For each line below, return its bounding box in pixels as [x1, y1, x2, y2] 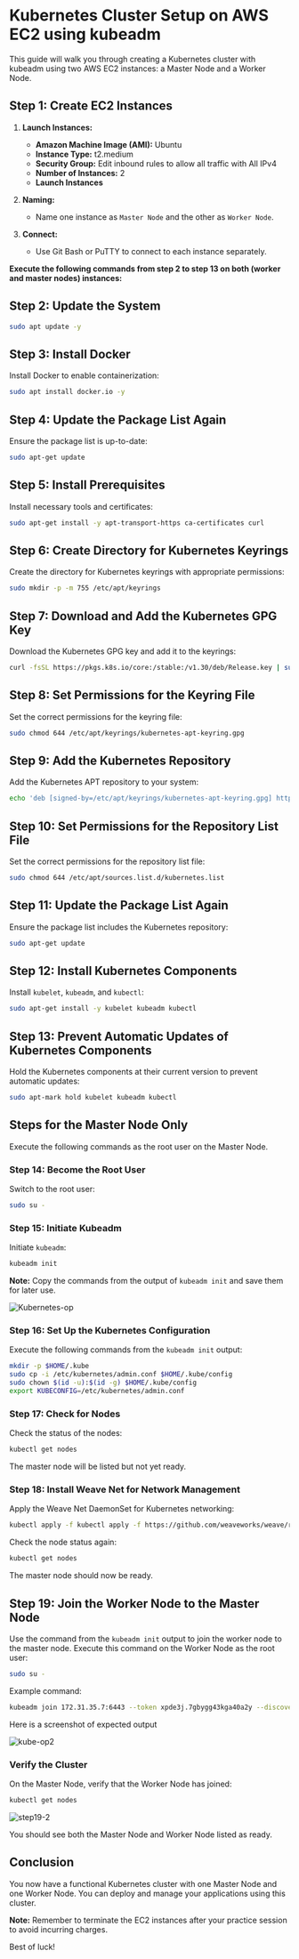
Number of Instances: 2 [35, 167, 125, 178]
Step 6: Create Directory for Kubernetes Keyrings [9, 543, 289, 558]
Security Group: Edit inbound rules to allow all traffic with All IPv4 [35, 157, 278, 169]
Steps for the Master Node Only [9, 1117, 189, 1133]
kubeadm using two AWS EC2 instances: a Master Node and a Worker [9, 63, 267, 74]
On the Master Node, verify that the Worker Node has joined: [9, 1778, 232, 1789]
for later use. [9, 1285, 56, 1295]
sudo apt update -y [9, 322, 82, 331]
